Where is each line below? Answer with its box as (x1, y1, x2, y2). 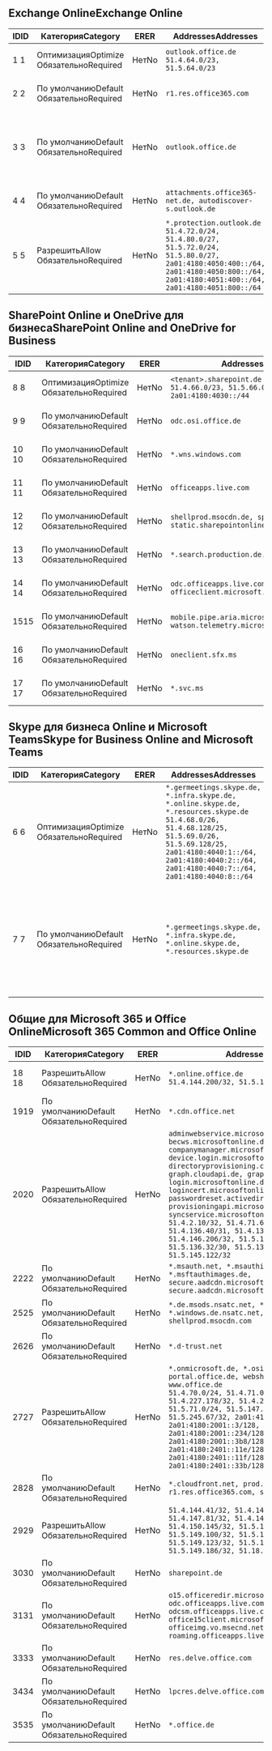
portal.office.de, (168, 1372, 240, 1382)
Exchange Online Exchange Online (8, 6, 184, 20)
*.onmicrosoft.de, (168, 1364, 240, 1374)
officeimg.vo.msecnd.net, (168, 1623, 269, 1633)
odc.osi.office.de (170, 416, 241, 425)
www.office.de (168, 1380, 223, 1390)
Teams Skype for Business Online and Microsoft (8, 733, 253, 747)
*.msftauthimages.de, (168, 1270, 253, 1279)
